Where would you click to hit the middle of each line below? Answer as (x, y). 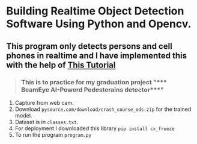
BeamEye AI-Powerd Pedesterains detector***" (92, 90)
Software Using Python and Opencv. (99, 24)
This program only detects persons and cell (89, 46)
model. (23, 115)
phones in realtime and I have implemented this (97, 55)
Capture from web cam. (44, 102)
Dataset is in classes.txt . (47, 122)
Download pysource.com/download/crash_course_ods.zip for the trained (103, 109)
